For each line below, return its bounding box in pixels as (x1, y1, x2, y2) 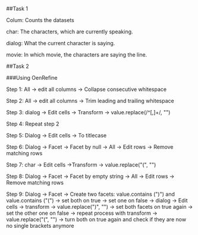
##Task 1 (6, 5, 29, 12)
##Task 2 (6, 62, 30, 70)
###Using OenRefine (6, 74, 58, 81)
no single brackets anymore (6, 223, 74, 229)
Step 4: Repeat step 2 (6, 120, 59, 127)
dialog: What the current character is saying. (6, 40, 115, 46)
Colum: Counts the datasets (6, 17, 74, 23)
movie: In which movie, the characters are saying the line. (6, 51, 147, 58)
